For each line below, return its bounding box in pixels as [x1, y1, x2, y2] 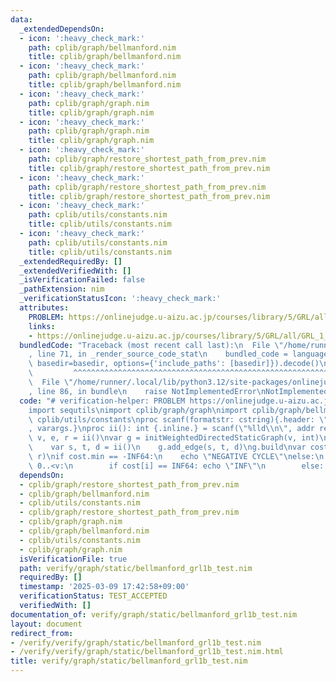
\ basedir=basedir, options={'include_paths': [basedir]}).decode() [28, 359, 320, 369]
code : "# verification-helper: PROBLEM [19, 396, 186, 406]
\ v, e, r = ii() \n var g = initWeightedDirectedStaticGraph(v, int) [28, 433, 320, 443]
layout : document [10, 619, 83, 629]
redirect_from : [10, 628, 74, 638]
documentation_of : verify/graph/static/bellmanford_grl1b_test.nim [10, 609, 298, 620]
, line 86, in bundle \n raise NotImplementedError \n [28, 386, 267, 396]
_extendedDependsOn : [19, 24, 105, 34]
